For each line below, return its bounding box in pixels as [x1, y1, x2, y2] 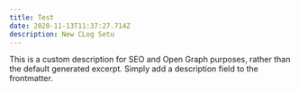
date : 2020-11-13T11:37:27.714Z [9, 21, 131, 30]
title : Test [9, 12, 54, 22]
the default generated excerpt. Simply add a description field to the [9, 63, 258, 74]
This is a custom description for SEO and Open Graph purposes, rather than [9, 54, 291, 65]
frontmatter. [9, 73, 54, 84]
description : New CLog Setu [9, 29, 115, 38]
